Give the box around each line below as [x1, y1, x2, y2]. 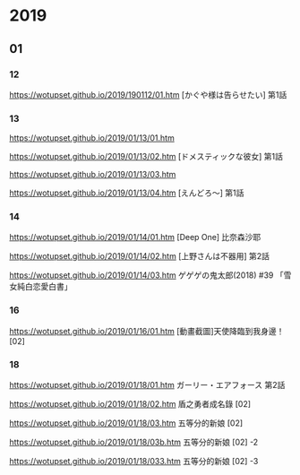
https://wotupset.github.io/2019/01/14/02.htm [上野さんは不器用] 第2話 [9, 251, 270, 262]
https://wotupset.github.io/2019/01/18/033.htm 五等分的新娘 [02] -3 [9, 456, 259, 467]
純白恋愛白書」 [16, 281, 73, 292]
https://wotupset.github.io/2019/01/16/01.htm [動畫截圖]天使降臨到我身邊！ [9, 325, 285, 336]
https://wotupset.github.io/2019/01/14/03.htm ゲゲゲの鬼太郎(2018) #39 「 [9, 270, 284, 281]
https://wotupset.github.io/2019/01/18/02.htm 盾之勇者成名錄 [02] [9, 399, 252, 410]
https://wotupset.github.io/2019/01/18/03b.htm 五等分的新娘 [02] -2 [9, 436, 259, 448]
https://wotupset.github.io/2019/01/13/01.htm [9, 133, 175, 143]
